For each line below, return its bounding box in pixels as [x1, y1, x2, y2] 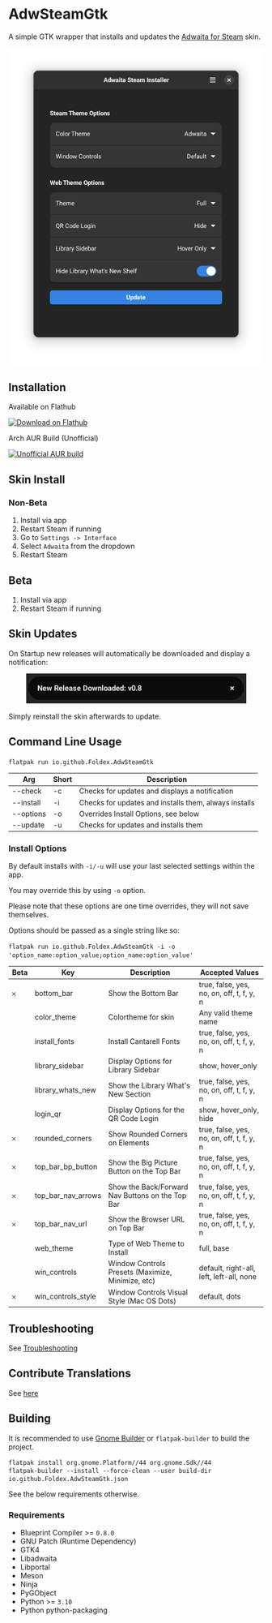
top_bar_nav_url [34, 1218, 87, 1229]
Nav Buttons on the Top [108, 1190, 187, 1200]
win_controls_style [34, 1291, 97, 1302]
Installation [8, 380, 66, 394]
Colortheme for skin [108, 1012, 175, 1022]
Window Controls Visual [108, 1287, 189, 1297]
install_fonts [34, 1037, 74, 1046]
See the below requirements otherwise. [8, 1489, 140, 1499]
